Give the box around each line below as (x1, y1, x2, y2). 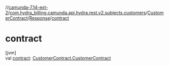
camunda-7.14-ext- (8, 5, 48, 10)
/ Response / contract (27, 15, 70, 21)
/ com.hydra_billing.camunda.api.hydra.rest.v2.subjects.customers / (8, 10, 148, 16)
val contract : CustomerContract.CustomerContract (5, 55, 111, 61)
